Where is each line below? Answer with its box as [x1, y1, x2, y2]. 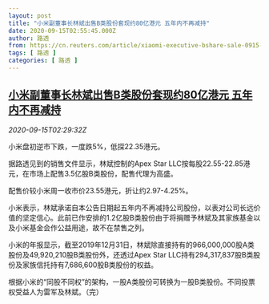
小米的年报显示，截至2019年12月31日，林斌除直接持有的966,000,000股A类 [8, 240, 255, 249]
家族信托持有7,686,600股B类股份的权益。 [22, 260, 159, 270]
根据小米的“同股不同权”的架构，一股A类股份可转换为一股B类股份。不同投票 [8, 277, 256, 286]
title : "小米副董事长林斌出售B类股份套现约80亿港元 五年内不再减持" [8, 19, 211, 27]
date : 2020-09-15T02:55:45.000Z [8, 26, 116, 34]
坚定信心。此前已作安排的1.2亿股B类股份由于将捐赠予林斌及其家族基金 [22, 213, 254, 222]
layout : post [8, 11, 52, 20]
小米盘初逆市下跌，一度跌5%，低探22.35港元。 [8, 141, 165, 151]
